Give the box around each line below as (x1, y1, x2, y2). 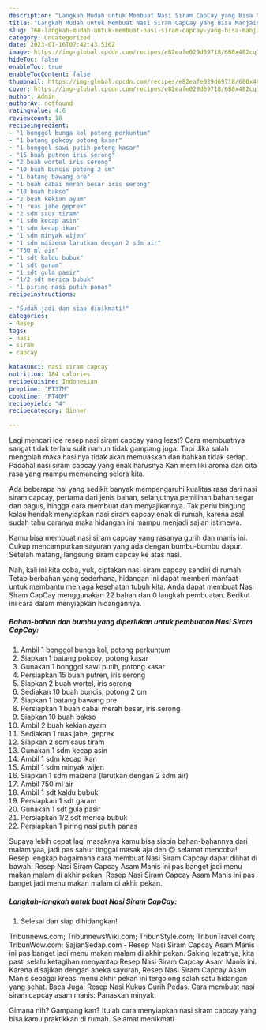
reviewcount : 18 (9, 114, 62, 122)
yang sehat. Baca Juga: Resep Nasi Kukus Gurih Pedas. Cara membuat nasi (9, 982, 255, 991)
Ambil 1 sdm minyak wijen (20, 762, 105, 772)
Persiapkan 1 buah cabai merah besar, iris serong (20, 704, 181, 714)
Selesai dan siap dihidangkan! (20, 916, 118, 926)
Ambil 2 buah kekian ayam (20, 721, 107, 730)
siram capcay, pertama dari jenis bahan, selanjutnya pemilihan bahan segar (9, 493, 254, 502)
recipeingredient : (9, 122, 69, 129)
